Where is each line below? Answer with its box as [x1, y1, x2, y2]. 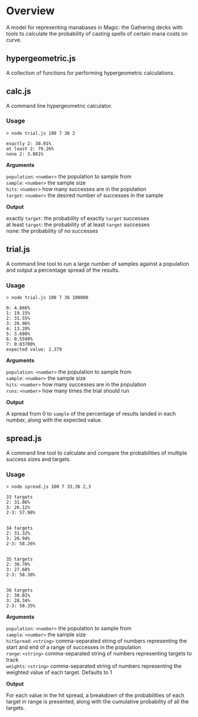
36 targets [6, 587, 33, 593]
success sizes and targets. [6, 455, 72, 462]
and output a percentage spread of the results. [6, 266, 120, 274]
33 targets [6, 494, 33, 500]
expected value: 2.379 [6, 346, 62, 352]
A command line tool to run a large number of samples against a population [6, 260, 189, 267]
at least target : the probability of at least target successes [6, 221, 150, 228]
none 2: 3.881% [6, 151, 44, 157]
